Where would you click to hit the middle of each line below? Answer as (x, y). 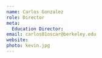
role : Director (25, 18)
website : (17, 40)
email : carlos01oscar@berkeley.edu (51, 34)
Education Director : (38, 29)
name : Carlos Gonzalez (35, 12)
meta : (13, 23)
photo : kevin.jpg (28, 46)
